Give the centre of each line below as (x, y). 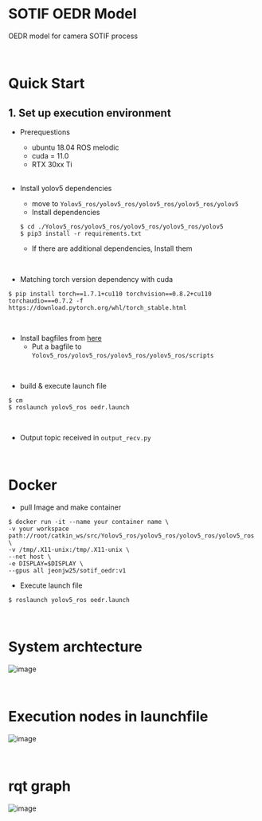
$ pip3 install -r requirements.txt (80, 233)
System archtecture (75, 647)
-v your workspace (39, 529)
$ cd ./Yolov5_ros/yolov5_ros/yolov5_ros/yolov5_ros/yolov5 (121, 227)
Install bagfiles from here (61, 338)
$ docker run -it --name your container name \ (89, 522)
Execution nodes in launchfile (108, 717)
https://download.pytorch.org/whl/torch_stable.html (98, 307)
